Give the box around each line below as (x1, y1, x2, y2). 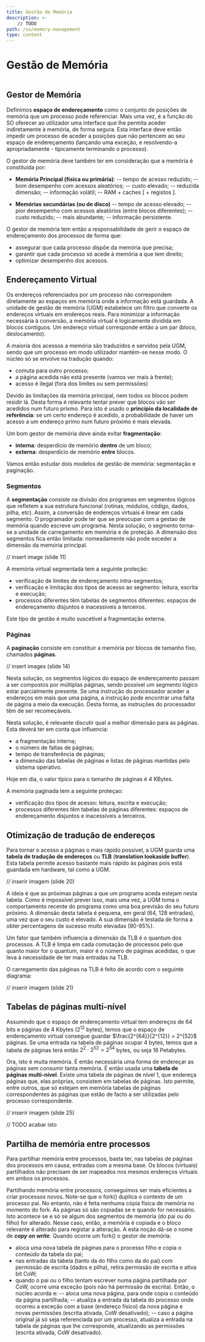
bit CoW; (15, 1270, 37, 1278)
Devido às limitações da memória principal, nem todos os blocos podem (6, 391, 188, 399)
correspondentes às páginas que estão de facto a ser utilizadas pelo (6, 1090, 179, 1098)
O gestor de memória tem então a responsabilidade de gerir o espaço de (6, 225, 190, 233)
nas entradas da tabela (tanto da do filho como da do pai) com (15, 1257, 173, 1265)
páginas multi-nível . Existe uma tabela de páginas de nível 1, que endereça (6, 1071, 197, 1079)
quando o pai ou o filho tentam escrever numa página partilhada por (15, 1277, 187, 1284)
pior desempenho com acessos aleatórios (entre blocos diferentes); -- (15, 207, 193, 214)
